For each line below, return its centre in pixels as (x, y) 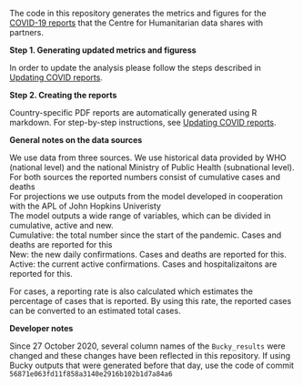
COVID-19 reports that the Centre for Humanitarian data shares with (136, 23)
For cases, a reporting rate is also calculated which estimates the (131, 291)
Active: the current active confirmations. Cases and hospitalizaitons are (143, 264)
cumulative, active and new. (61, 225)
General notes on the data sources (76, 140)
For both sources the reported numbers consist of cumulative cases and (145, 177)
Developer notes (41, 328)
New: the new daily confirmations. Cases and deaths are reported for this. (148, 254)
